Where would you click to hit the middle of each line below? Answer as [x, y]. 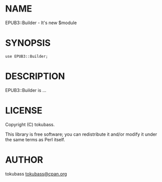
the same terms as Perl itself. [35, 139]
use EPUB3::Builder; [27, 56]
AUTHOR [24, 160]
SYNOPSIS [28, 43]
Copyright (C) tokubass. [30, 124]
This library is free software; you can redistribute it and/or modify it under [81, 134]
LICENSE [24, 111]
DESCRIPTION [35, 76]
